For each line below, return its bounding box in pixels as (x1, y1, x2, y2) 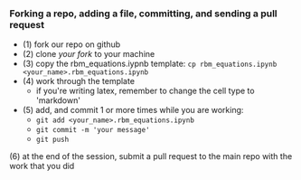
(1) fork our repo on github (22, 39, 121, 50)
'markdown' (35, 95, 81, 106)
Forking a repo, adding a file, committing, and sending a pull (9, 7, 277, 20)
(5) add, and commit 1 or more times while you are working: (22, 105, 244, 116)
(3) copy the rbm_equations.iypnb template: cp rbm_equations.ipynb (22, 58, 277, 70)
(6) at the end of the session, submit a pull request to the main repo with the (9, 151, 293, 162)
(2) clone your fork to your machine (22, 49, 155, 60)
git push (35, 135, 70, 145)
